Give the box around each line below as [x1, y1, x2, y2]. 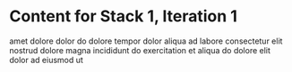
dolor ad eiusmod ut [9, 54, 83, 65]
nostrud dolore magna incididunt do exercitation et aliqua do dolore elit [9, 44, 271, 55]
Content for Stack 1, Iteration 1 [9, 6, 237, 27]
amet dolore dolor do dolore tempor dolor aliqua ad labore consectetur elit [9, 36, 283, 46]
